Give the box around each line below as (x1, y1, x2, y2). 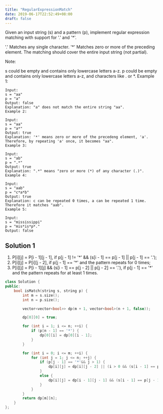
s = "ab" (5, 156, 23, 161)
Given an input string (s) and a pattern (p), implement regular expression (5, 30, 150, 36)
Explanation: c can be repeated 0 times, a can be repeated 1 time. (5, 198, 147, 203)
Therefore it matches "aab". (5, 203, 64, 208)
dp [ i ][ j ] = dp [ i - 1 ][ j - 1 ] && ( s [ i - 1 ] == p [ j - (48, 378, 155, 382)
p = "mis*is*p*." (5, 224, 40, 229)
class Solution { (5, 279, 40, 285)
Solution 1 (5, 241, 35, 250)
